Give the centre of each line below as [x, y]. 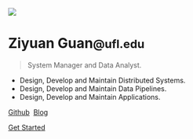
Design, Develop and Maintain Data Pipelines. [93, 88]
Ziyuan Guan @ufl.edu [76, 44]
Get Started [27, 127]
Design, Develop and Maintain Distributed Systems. [102, 80]
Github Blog [28, 112]
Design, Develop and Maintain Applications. [90, 97]
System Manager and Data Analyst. [84, 65]
